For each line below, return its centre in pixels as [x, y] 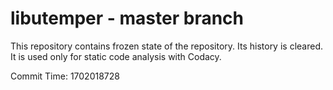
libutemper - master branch [127, 18]
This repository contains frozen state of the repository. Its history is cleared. [166, 46]
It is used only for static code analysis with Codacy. [116, 56]
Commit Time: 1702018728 [65, 76]
